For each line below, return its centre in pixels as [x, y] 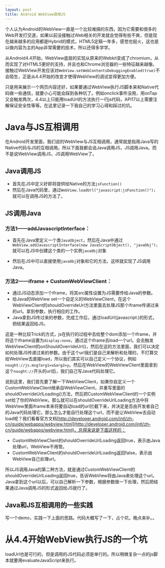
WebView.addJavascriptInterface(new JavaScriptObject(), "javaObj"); [85, 245]
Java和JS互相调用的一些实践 [49, 505]
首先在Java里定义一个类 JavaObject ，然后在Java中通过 [67, 240]
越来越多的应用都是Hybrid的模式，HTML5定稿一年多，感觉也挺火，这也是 [84, 41]
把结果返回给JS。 [30, 324]
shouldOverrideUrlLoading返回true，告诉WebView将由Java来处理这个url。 [81, 476]
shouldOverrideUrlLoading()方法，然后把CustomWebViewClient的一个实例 [81, 394]
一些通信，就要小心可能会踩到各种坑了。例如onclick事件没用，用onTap [85, 93]
